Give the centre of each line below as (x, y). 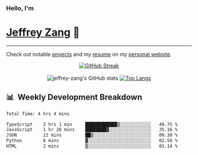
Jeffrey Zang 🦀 (43, 33)
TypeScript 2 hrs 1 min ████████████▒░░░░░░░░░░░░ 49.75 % (92, 124)
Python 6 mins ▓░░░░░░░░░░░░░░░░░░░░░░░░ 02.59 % (92, 141)
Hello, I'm (20, 8)
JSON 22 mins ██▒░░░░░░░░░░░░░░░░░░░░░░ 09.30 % (92, 135)
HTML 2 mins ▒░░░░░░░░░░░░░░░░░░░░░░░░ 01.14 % (92, 146)
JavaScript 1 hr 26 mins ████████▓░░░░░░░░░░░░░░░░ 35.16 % (92, 130)
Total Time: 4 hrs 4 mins (38, 114)
